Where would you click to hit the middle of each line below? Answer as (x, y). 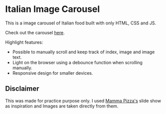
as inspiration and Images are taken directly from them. (62, 106)
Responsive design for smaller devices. (53, 73)
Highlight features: (24, 42)
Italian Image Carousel (53, 9)
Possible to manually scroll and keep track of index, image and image (83, 52)
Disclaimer (22, 89)
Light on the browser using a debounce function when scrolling (78, 62)
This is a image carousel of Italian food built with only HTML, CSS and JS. (81, 23)
